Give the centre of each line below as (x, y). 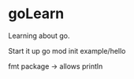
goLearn (36, 14)
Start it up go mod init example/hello (67, 51)
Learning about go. (39, 36)
